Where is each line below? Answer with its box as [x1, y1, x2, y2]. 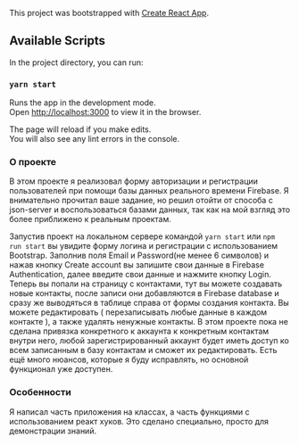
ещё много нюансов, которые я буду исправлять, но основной [9, 354, 249, 365]
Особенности [9, 386, 71, 399]
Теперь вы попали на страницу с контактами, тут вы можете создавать [9, 278, 283, 289]
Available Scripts [9, 33, 105, 48]
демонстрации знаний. [9, 425, 96, 436]
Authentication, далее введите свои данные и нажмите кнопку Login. [9, 269, 272, 280]
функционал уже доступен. [9, 364, 113, 375]
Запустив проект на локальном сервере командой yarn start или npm [9, 231, 276, 242]
